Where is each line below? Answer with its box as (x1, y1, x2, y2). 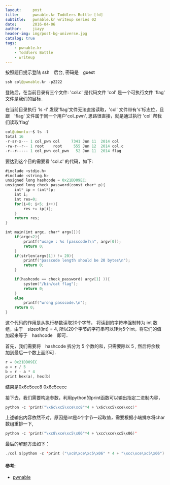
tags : (5, 41, 17, 46)
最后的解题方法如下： (5, 441, 50, 447)
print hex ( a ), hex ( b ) (5, 374, 51, 379)
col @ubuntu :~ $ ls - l (5, 129, 49, 135)
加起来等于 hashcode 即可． (5, 332, 71, 338)
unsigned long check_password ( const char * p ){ (5, 183, 106, 188)
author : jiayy (5, 26, 44, 32)
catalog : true (5, 36, 36, 41)
